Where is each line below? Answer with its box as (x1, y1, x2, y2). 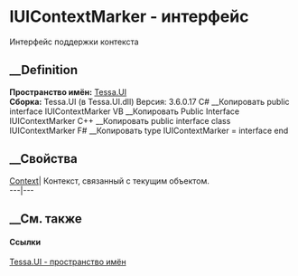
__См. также (9, 211, 83, 226)
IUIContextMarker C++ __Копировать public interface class (9, 115, 231, 126)
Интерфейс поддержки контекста (9, 36, 139, 47)
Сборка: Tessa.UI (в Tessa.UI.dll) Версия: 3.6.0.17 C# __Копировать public (9, 96, 291, 107)
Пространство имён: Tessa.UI (9, 86, 127, 97)
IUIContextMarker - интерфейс (9, 6, 249, 27)
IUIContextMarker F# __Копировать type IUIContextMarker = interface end (9, 125, 289, 136)
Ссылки (9, 236, 42, 247)
